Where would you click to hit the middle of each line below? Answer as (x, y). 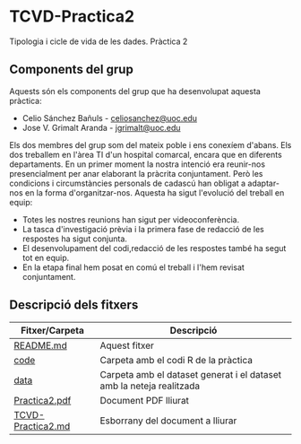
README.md (40, 345)
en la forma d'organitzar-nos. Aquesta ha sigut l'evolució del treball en (155, 192)
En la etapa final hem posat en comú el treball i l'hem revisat (133, 267)
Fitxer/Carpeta (53, 330)
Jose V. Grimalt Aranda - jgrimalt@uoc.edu (101, 127)
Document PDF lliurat (145, 400)
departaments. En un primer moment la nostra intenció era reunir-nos (138, 164)
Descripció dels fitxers (74, 305)
